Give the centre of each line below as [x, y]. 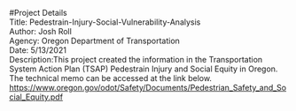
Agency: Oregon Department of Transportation [94, 41]
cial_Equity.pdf [36, 97]
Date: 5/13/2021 [38, 50]
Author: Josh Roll [41, 31]
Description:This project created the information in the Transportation [136, 59]
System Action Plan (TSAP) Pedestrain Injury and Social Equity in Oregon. [144, 69]
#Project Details [39, 13]
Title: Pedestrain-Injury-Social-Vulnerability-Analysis [105, 22]
